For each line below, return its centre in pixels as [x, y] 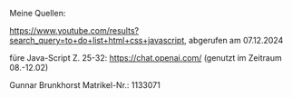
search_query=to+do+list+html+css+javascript [97, 40]
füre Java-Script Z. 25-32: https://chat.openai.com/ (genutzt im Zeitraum [146, 58]
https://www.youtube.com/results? [74, 30]
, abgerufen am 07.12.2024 [234, 40]
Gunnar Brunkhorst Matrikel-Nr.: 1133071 [85, 85]
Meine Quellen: [38, 13]
